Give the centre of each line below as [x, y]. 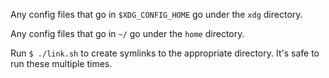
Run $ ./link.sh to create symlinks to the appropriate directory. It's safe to [165, 53]
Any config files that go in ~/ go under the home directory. [127, 33]
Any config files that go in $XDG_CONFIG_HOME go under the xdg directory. [156, 14]
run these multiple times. [61, 63]
